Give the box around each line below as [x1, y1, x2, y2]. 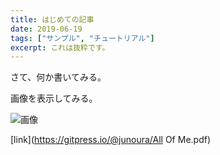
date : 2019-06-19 [10, 24, 83, 34]
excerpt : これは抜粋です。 [10, 42, 110, 53]
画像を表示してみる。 [10, 92, 98, 105]
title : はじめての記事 [10, 14, 95, 25]
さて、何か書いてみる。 [10, 71, 107, 83]
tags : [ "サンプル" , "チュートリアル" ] [10, 33, 155, 43]
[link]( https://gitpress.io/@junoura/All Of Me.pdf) [10, 134, 212, 146]
